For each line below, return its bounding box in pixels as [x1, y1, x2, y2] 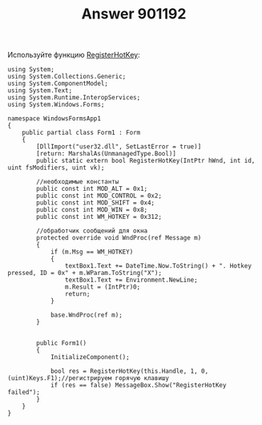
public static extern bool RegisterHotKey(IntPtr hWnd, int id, [36, 157, 256, 165]
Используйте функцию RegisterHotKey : [7, 50, 141, 60]
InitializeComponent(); [50, 354, 130, 362]
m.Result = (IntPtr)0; [64, 283, 141, 291]
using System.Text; [7, 87, 73, 95]
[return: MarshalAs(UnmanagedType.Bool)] [36, 150, 177, 158]
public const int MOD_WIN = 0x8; [36, 206, 148, 214]
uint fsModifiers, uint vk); [7, 164, 105, 172]
